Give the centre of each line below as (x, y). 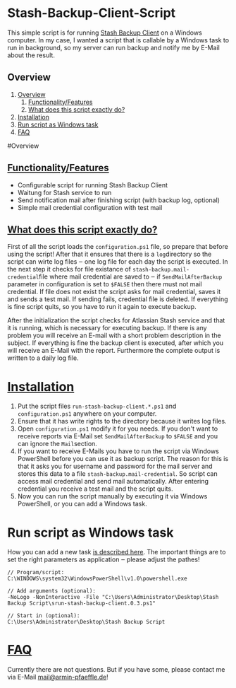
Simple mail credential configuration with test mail (90, 207)
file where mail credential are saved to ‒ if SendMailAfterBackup (130, 276)
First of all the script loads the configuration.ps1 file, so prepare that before (118, 247)
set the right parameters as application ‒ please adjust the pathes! (104, 559)
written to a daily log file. (43, 358)
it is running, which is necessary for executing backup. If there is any (107, 328)
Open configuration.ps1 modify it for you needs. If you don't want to (118, 428)
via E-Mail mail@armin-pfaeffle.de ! (58, 677)
